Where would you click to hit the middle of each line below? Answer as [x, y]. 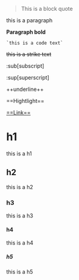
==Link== [19, 113]
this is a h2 [20, 187]
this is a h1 [19, 154]
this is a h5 [20, 272]
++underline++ [25, 89]
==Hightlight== [25, 101]
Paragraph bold [26, 32]
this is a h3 [20, 216]
